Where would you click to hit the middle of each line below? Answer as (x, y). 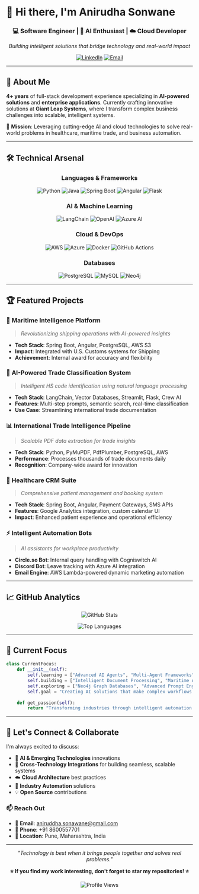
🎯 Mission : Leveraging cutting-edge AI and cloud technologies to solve (93, 126)
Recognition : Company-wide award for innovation (76, 465)
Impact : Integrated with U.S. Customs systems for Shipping (87, 351)
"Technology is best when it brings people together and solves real (99, 853)
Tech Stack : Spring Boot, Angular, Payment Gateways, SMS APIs (94, 505)
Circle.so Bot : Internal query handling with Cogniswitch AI (86, 560)
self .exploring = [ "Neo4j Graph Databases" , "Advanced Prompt (106, 686)
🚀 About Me (28, 82)
